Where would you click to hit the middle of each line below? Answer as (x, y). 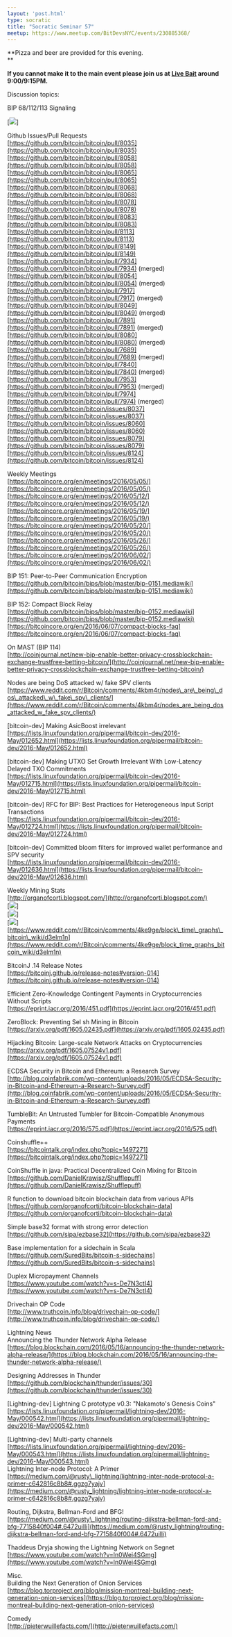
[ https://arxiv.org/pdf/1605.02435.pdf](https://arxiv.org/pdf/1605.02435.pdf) (116, 1030)
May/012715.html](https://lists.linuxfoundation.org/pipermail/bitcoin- (104, 784)
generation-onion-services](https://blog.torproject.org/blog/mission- (106, 1598)
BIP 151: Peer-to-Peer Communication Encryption (77, 576)
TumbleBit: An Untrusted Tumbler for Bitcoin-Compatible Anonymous (106, 1114)
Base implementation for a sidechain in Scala (71, 1248)
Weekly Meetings (32, 474)
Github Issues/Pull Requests (47, 135)
